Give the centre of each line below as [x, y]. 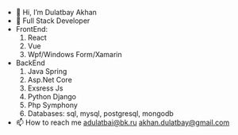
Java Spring [47, 71]
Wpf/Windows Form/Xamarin [75, 54]
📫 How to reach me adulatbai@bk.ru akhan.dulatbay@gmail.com [123, 122]
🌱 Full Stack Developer [53, 21]
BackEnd [30, 63]
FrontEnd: [32, 29]
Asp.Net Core [50, 80]
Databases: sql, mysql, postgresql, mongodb [101, 114]
